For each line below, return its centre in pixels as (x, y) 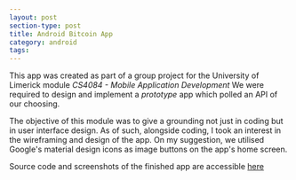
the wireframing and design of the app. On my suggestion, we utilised (137, 140)
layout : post (33, 17)
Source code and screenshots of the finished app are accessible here (137, 167)
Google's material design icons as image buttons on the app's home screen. (148, 149)
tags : (19, 51)
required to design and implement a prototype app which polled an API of (144, 95)
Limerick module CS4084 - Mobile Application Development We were (137, 85)
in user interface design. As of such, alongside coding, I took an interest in (145, 130)
